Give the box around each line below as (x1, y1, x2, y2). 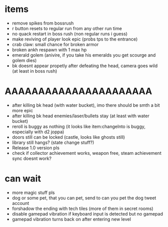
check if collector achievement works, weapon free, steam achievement (12, 150, 161, 156)
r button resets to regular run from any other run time (12, 25, 122, 31)
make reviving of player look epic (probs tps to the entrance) (12, 36, 138, 42)
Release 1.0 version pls (12, 144, 60, 151)
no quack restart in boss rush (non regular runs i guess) (12, 31, 128, 37)
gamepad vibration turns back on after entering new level (12, 216, 131, 222)
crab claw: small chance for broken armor (12, 41, 99, 47)
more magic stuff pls (12, 189, 55, 195)
